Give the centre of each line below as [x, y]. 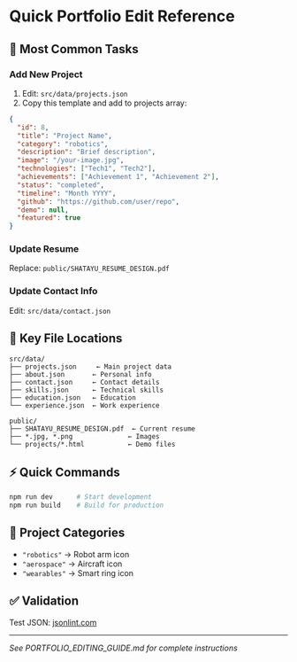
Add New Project [46, 74]
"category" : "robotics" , [63, 144]
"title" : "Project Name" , [65, 136]
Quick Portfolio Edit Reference [122, 16]
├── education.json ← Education [73, 397]
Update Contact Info [53, 292]
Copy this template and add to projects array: [104, 103]
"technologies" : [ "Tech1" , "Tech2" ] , [87, 169]
